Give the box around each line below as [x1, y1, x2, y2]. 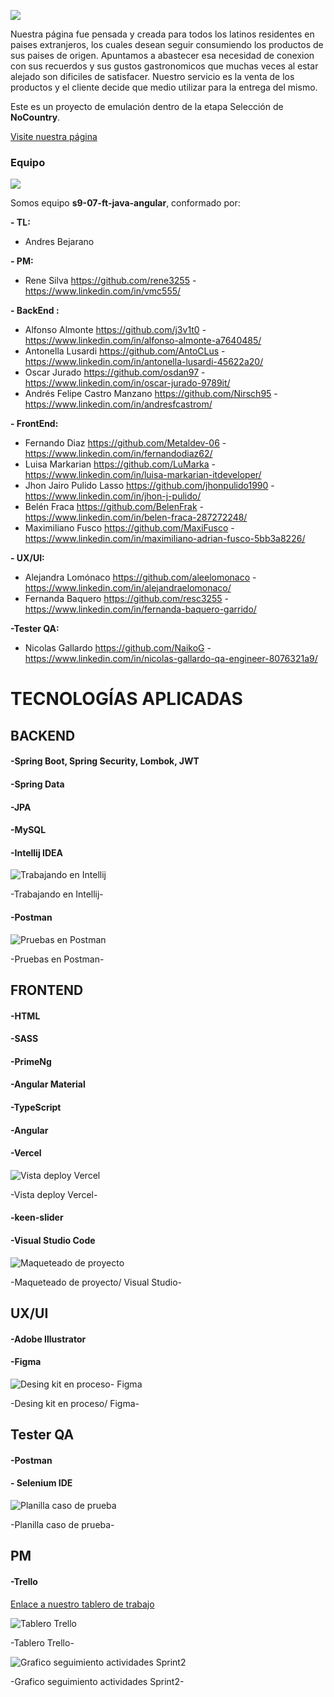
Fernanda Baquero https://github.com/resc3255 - [24, 593, 230, 605]
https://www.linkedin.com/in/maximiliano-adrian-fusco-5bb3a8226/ [24, 533, 306, 545]
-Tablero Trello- [10, 1636, 75, 1649]
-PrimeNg [10, 1055, 52, 1067]
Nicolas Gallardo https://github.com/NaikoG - [24, 642, 212, 654]
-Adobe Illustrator [10, 1333, 87, 1345]
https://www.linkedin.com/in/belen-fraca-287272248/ [24, 511, 248, 524]
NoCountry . [10, 111, 61, 123]
